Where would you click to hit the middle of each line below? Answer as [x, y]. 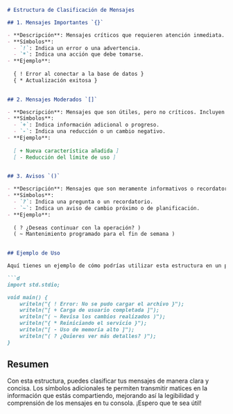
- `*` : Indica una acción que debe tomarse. [79, 55]
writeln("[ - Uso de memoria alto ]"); [77, 330]
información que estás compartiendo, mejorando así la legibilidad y [103, 396]
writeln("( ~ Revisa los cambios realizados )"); [93, 317]
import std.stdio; [34, 285]
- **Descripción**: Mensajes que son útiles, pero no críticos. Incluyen [116, 112]
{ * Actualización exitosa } [55, 80]
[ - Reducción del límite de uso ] [65, 157]
